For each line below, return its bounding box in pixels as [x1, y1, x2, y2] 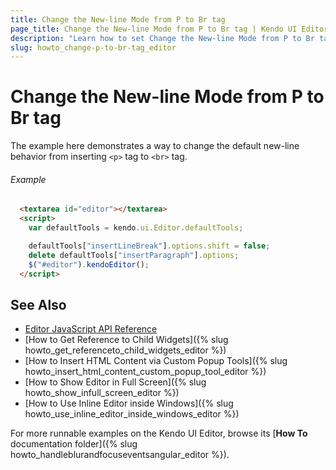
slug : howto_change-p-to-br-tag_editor [10, 42, 177, 53]
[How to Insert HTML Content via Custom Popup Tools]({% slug [24, 355, 288, 367]
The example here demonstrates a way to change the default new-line [10, 140, 300, 152]
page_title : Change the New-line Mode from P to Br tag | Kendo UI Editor [10, 24, 329, 34]
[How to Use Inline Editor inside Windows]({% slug [24, 397, 234, 410]
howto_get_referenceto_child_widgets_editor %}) [24, 344, 227, 356]
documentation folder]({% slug [10, 438, 138, 450]
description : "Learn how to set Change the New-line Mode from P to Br [10, 33, 315, 43]
